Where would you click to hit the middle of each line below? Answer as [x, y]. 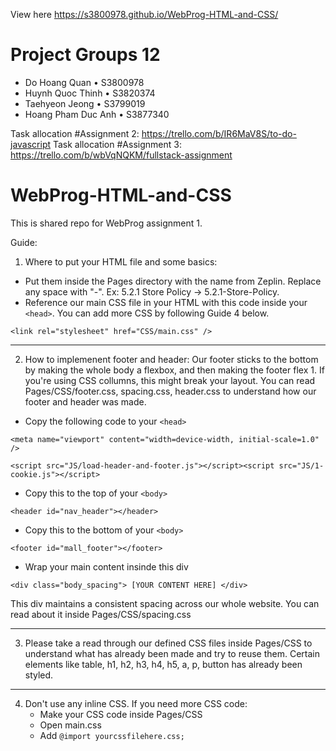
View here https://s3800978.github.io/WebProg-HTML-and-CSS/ [144, 14]
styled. [39, 675]
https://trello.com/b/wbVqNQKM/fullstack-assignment [121, 155]
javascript [31, 144]
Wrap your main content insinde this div [106, 566]
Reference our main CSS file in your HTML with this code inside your [166, 302]
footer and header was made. [85, 401]
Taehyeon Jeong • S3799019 [85, 103]
